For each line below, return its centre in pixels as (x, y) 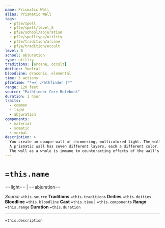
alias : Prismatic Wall (28, 14)
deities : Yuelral (23, 69)
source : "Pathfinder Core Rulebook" (42, 92)
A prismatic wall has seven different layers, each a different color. (84, 147)
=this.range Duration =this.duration (43, 207)
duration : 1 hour (23, 96)
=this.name (27, 174)
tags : (11, 19)
